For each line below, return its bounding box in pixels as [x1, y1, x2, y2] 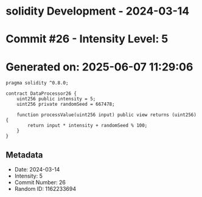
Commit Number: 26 [14, 179, 66, 186]
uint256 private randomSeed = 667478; [16, 102, 115, 108]
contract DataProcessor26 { [5, 91, 77, 97]
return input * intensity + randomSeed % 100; [27, 123, 148, 129]
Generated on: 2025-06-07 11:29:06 [5, 60, 193, 74]
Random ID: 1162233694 [14, 185, 77, 193]
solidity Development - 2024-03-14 [5, 4, 190, 18]
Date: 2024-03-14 [14, 166, 60, 173]
